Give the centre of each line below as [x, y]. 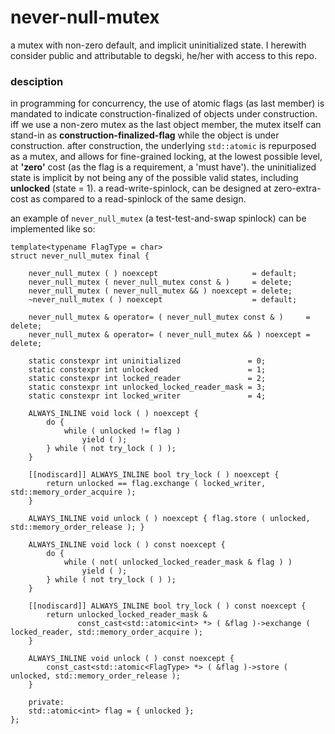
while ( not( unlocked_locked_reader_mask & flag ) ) [178, 562]
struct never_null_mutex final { [80, 256]
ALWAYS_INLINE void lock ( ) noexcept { [113, 414]
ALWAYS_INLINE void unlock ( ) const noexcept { [131, 659]
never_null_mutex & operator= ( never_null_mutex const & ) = [169, 317]
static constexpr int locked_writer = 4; [147, 396]
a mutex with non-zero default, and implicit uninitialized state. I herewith [158, 45]
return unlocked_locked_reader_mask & [127, 615]
